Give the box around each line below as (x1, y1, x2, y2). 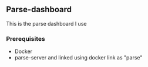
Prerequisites (6, 34, 45, 43)
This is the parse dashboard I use (6, 20, 87, 27)
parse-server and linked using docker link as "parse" (14, 54, 143, 61)
